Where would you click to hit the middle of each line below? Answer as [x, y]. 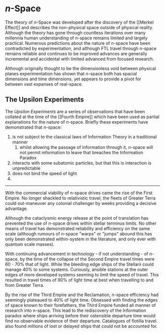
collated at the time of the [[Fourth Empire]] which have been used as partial [82, 117]
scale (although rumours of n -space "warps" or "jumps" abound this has [79, 234]
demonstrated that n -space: [33, 127]
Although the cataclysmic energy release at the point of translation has [77, 218]
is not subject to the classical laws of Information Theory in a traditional [84, 136]
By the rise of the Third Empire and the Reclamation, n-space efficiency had [82, 295]
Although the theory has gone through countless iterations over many [75, 33]
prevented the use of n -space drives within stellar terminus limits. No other [81, 223]
